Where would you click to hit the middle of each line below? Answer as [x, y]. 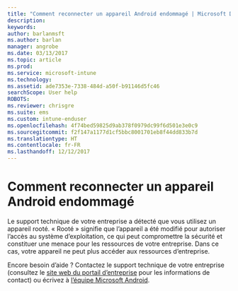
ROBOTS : [19, 100]
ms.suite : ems [28, 112]
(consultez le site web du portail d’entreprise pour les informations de [109, 272]
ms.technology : [30, 79]
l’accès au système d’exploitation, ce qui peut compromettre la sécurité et [115, 236]
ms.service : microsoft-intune [52, 73]
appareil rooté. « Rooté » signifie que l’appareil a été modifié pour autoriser [117, 228]
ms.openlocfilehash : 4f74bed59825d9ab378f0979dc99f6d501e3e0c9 [103, 125]
